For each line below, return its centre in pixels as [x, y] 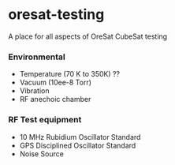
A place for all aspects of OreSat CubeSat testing [88, 36]
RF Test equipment [45, 120]
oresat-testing [56, 15]
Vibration [34, 91]
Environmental [37, 57]
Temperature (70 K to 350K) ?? [70, 74]
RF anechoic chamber [55, 99]
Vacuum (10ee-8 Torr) [56, 82]
